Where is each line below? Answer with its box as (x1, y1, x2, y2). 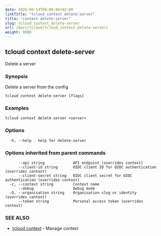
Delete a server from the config (5, 84, 69, 90)
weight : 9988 (5, 30, 32, 35)
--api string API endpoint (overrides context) (18, 160, 143, 165)
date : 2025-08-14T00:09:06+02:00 (5, 7, 73, 12)
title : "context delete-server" (5, 16, 71, 21)
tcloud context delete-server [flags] (5, 94, 84, 98)
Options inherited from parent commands (5, 149, 106, 156)
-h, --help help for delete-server (9, 138, 87, 143)
